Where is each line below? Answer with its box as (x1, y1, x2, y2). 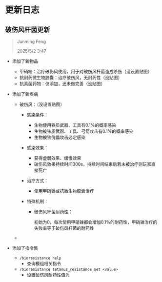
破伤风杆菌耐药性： (34, 209, 73, 215)
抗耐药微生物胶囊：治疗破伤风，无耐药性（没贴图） (19, 75, 122, 81)
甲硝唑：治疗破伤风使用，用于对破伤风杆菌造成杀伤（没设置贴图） (19, 69, 152, 74)
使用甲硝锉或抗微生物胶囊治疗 (34, 188, 94, 194)
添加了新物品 (12, 58, 38, 64)
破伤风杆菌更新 (5, 25, 50, 34)
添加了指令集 (12, 245, 38, 251)
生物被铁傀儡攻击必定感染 (34, 135, 86, 140)
